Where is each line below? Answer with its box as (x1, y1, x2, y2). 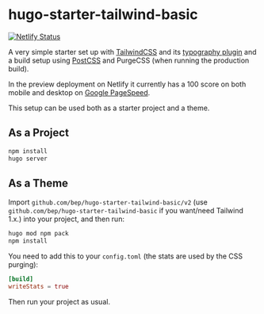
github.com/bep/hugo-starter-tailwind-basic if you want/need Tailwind (8, 206, 243, 216)
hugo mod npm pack (8, 230, 69, 238)
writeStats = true (8, 282, 69, 290)
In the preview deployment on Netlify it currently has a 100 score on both (8, 79, 247, 89)
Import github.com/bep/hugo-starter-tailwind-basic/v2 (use (8, 197, 209, 207)
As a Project (8, 126, 70, 140)
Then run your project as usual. (8, 297, 111, 306)
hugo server (8, 155, 48, 163)
